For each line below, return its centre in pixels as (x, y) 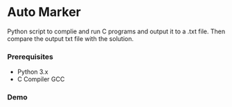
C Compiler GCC (41, 79)
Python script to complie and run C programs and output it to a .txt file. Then (116, 31)
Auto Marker (44, 12)
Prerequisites (30, 56)
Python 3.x (33, 72)
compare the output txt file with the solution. (70, 38)
